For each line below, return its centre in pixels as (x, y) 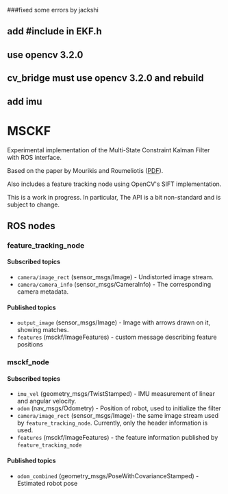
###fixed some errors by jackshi (53, 10)
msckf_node (28, 362)
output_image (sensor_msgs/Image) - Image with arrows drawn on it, (114, 322)
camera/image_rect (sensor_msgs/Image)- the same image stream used (118, 416)
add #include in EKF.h (55, 31)
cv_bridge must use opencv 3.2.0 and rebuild (105, 78)
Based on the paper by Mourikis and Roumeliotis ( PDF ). (85, 170)
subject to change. (34, 204)
